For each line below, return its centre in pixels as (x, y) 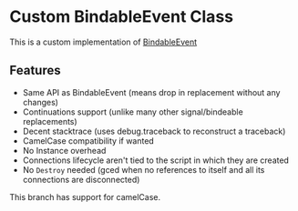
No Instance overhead (64, 150)
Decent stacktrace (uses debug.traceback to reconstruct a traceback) (154, 131)
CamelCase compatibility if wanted (88, 141)
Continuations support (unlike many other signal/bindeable (133, 112)
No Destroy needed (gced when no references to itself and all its (144, 169)
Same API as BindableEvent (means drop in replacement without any (151, 92)
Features (35, 70)
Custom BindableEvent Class (122, 17)
